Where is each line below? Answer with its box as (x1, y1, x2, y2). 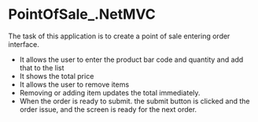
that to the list (19, 63, 64, 72)
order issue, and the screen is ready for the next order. (19, 104, 197, 114)
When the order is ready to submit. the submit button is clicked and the (19, 96, 250, 106)
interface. (8, 39, 39, 48)
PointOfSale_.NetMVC (8, 5, 156, 23)
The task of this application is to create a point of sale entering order (8, 31, 230, 41)
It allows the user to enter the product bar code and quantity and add (19, 55, 244, 64)
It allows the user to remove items (19, 80, 130, 89)
